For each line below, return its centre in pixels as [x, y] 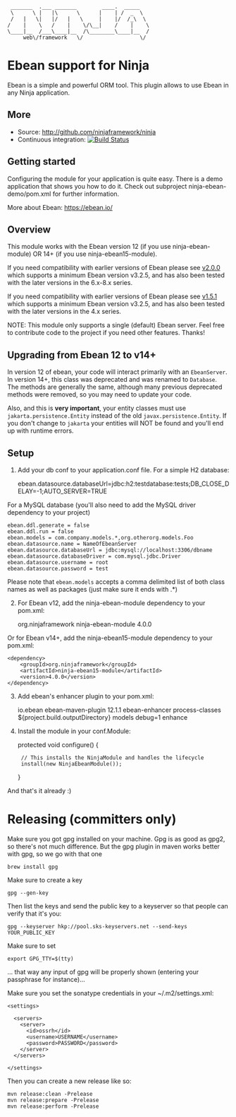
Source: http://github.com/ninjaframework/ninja [87, 131]
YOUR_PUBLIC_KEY [31, 932]
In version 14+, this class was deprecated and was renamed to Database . [112, 380]
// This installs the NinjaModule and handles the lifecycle [112, 758]
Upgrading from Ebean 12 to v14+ [82, 355]
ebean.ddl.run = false [41, 532]
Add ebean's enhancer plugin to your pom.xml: [86, 696]
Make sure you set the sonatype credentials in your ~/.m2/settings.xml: [111, 993]
